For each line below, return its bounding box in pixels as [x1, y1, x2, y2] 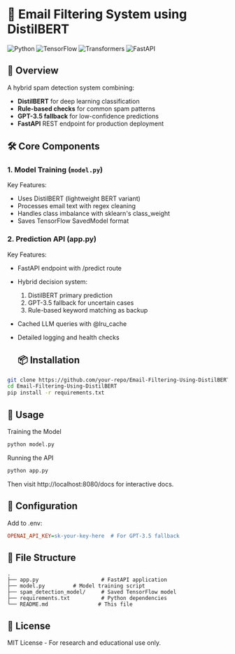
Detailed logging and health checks [17, 333, 120, 341]
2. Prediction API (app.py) [7, 234, 97, 244]
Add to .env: [7, 519, 43, 527]
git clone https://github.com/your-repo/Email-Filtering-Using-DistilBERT [7, 376, 230, 383]
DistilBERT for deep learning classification [17, 97, 140, 105]
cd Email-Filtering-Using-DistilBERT [7, 383, 117, 390]
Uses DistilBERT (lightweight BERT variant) [17, 194, 141, 203]
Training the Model [7, 427, 62, 435]
